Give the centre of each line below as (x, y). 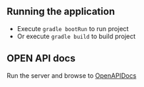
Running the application (61, 12)
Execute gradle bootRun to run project (73, 28)
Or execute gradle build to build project (76, 36)
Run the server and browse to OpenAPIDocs (72, 75)
